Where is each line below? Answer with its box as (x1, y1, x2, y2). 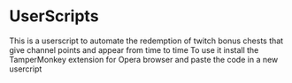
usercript (9, 64, 42, 74)
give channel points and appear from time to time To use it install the (9, 44, 259, 55)
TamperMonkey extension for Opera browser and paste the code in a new (9, 54, 279, 64)
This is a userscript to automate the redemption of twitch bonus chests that (9, 35, 284, 46)
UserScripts (9, 6, 99, 26)
